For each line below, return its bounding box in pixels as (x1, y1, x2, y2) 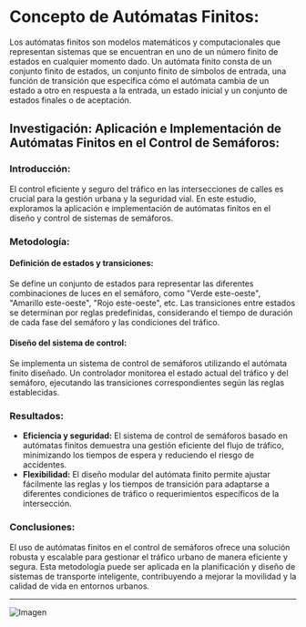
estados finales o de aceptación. (9, 94, 132, 106)
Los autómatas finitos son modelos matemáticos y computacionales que (9, 36, 280, 47)
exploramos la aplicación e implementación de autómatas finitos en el (9, 202, 271, 213)
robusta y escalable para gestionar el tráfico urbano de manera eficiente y (9, 551, 289, 562)
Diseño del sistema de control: (9, 337, 127, 348)
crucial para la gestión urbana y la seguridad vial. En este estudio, (9, 193, 257, 204)
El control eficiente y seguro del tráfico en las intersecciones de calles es (9, 183, 284, 194)
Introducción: (9, 162, 71, 175)
